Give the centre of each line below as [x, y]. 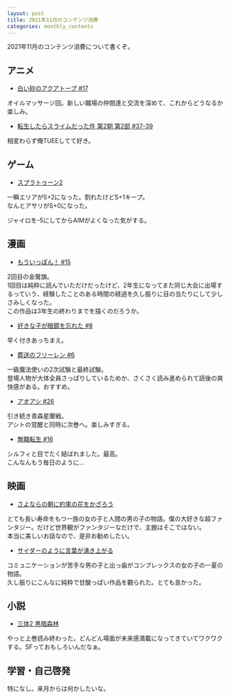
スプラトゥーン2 [40, 182]
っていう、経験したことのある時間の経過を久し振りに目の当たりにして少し [118, 294]
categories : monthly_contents [50, 26]
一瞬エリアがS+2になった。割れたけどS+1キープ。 [78, 197]
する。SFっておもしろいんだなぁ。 [56, 647]
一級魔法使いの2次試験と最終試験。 [57, 369]
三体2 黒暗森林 [38, 624]
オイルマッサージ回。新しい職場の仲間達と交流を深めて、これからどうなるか [115, 103]
